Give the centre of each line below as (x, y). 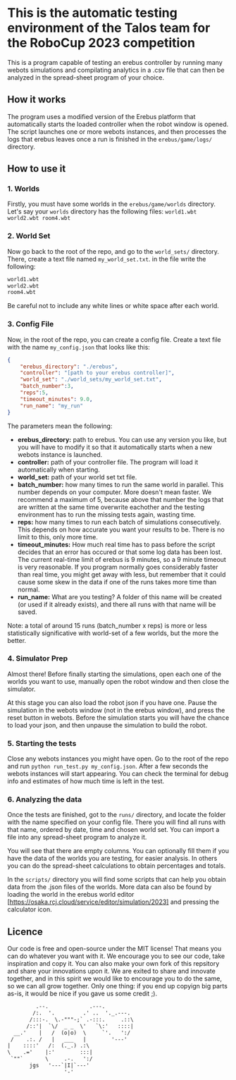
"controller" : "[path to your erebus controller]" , (97, 373)
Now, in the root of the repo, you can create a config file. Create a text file (114, 339)
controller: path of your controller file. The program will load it (108, 462)
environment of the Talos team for (109, 28)
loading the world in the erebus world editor (71, 895)
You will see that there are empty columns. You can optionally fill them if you (118, 851)
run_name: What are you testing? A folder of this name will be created (119, 596)
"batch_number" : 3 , (47, 386)
